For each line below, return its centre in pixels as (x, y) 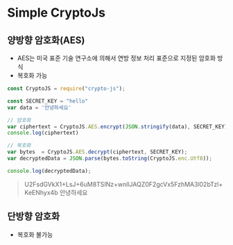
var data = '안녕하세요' (39, 108)
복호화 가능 (32, 75)
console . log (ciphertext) (43, 133)
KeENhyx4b (41, 192)
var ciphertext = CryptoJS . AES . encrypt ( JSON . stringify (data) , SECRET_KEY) (118, 126)
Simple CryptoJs (57, 13)
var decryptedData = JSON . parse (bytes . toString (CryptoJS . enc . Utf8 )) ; (110, 158)
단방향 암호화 (34, 217)
